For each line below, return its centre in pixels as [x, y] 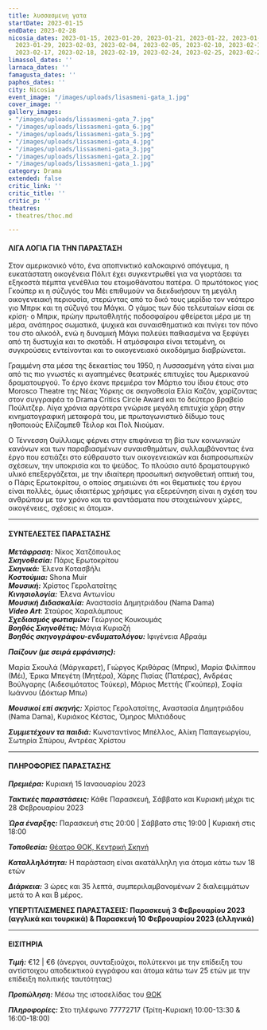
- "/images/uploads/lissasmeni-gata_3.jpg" [81, 149]
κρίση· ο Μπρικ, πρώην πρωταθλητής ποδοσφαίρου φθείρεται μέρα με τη [130, 316]
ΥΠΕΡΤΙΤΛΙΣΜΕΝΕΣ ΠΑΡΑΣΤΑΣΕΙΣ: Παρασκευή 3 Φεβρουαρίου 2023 [127, 910]
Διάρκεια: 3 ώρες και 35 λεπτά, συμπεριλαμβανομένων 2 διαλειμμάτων [129, 886]
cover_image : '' [35, 104]
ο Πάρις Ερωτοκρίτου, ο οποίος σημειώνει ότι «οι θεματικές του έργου [125, 483]
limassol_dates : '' [41, 61]
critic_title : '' [37, 193]
